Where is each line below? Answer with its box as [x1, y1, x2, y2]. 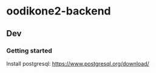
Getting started [6, 46, 53, 55]
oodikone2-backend [6, 4, 111, 18]
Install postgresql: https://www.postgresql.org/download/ [6, 60, 150, 67]
